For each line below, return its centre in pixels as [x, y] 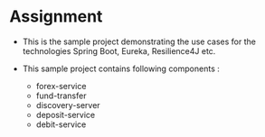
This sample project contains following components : [121, 68]
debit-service [61, 124]
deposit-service [66, 114]
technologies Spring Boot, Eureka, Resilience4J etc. [119, 50]
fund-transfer [61, 96]
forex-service [61, 86]
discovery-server [68, 105]
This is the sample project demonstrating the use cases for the [139, 41]
